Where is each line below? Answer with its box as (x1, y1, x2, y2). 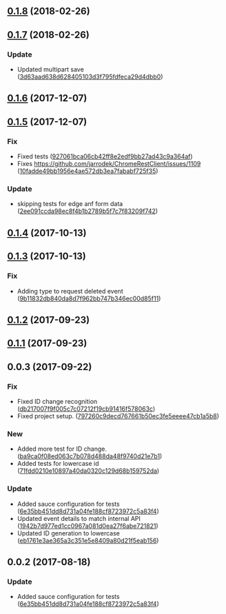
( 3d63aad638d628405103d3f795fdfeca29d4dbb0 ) (17, 72, 163, 81)
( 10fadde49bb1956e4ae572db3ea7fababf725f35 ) (17, 167, 158, 175)
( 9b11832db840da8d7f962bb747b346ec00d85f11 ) (17, 294, 161, 303)
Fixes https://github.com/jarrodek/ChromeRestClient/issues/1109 (17, 160, 201, 168)
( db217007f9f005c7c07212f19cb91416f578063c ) (17, 405, 156, 413)
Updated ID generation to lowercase (17, 529, 121, 537)
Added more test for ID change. (17, 444, 107, 453)
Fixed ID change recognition (17, 398, 98, 405)
